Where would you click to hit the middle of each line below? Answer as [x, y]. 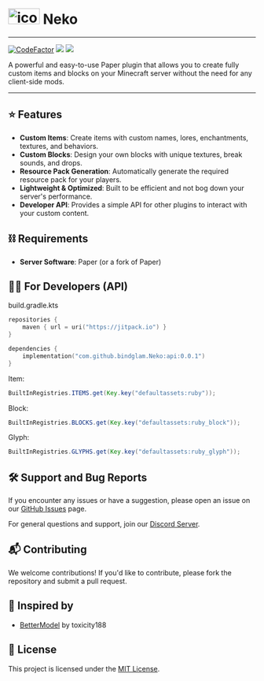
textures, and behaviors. [59, 146]
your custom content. [54, 213]
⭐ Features [35, 115]
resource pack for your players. [70, 179]
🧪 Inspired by [41, 606]
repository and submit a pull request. [68, 581]
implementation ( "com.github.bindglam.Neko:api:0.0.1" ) [114, 356]
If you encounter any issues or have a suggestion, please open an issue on [129, 501]
